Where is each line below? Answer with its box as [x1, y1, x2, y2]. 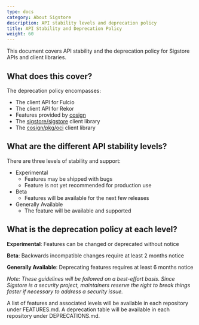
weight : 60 [7, 31, 34, 37]
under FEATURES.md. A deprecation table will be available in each [7, 306, 170, 313]
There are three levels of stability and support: [7, 157, 121, 165]
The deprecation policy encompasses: [7, 87, 101, 94]
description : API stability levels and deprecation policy [7, 20, 157, 26]
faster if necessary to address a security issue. [7, 288, 123, 295]
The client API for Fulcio [15, 98, 75, 105]
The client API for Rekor [15, 105, 74, 112]
